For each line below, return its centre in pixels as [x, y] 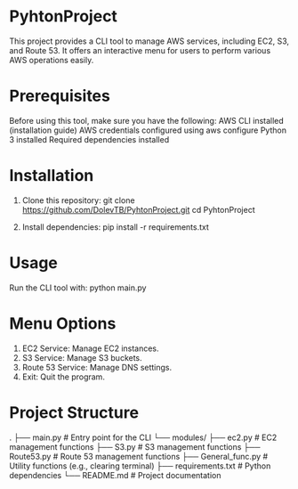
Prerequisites [60, 96]
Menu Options [63, 323]
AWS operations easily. [52, 60]
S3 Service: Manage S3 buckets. [82, 357]
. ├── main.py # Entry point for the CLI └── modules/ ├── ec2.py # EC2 [143, 437]
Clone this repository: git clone [78, 200]
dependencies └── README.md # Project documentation [115, 475]
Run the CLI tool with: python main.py [78, 288]
